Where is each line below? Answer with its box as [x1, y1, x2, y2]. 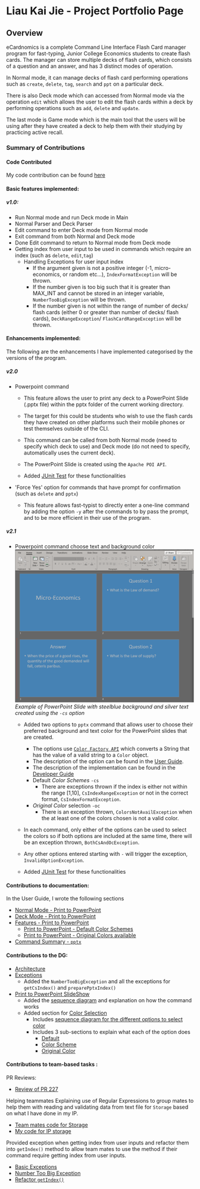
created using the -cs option [14, 710, 85, 717]
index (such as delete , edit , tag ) [14, 252, 93, 259]
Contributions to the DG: [6, 952, 68, 959]
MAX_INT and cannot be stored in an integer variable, [32, 290, 165, 297]
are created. [23, 733, 54, 741]
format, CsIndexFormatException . [41, 796, 121, 803]
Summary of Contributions [6, 143, 85, 152]
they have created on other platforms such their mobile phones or [23, 418, 185, 426]
